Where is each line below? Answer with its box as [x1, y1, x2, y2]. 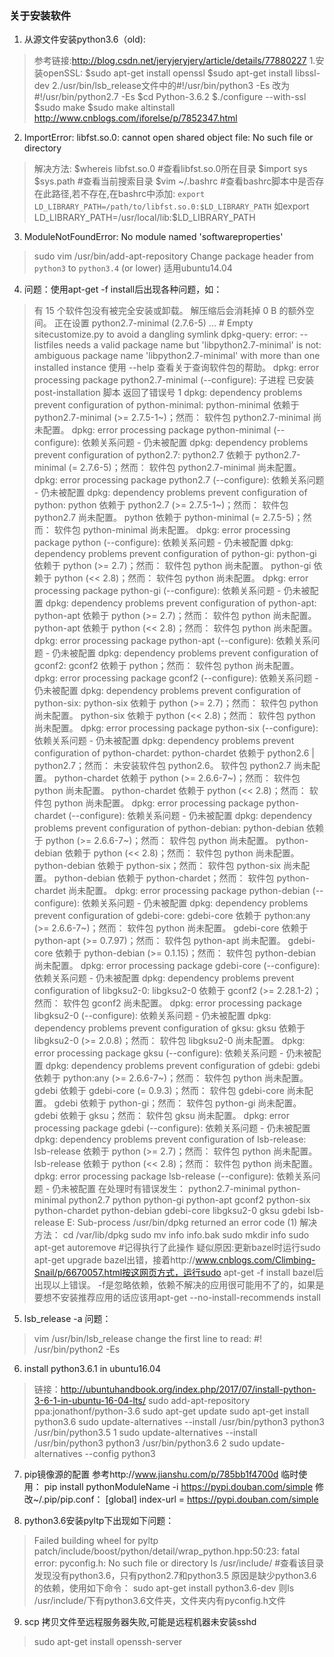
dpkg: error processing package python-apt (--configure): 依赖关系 [33, 635, 312, 647]
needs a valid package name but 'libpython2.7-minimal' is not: [65, 339, 322, 351]
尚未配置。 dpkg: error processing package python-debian [68, 885, 311, 897]
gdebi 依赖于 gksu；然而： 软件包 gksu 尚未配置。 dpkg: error [33, 1110, 291, 1122]
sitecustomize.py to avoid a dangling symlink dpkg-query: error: [33, 328, 298, 341]
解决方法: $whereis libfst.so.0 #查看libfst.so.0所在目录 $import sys [33, 163, 308, 175]
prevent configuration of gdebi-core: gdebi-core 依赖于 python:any [33, 910, 311, 922]
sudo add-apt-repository [147, 1395, 251, 1407]
